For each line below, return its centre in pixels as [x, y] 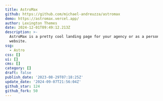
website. [18, 41]
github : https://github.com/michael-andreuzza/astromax [63, 14]
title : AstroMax [21, 9]
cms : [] [13, 64]
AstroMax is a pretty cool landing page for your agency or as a [77, 37]
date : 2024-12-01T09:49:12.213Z [38, 28]
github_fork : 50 [21, 91]
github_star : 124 [23, 86]
